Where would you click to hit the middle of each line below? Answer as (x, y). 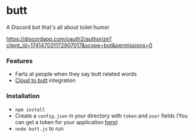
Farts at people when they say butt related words (76, 74)
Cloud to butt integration (45, 80)
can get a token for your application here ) (67, 122)
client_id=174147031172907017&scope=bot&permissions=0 (79, 45)
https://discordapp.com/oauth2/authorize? (59, 39)
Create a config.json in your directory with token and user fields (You (101, 116)
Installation (23, 96)
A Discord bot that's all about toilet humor (58, 27)
